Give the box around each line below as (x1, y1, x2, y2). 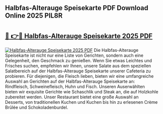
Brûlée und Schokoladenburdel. (5, 105, 69, 110)
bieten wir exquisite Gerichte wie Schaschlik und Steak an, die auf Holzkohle (5, 89, 159, 94)
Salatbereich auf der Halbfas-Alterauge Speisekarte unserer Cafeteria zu (5, 68, 151, 74)
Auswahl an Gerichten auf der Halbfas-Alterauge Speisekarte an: (5, 78, 135, 84)
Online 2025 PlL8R (5, 12, 63, 20)
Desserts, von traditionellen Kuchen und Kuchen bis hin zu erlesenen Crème (5, 99, 158, 105)
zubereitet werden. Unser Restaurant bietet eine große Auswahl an (5, 94, 139, 100)
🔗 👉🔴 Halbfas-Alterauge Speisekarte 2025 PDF (5, 32, 153, 40)
